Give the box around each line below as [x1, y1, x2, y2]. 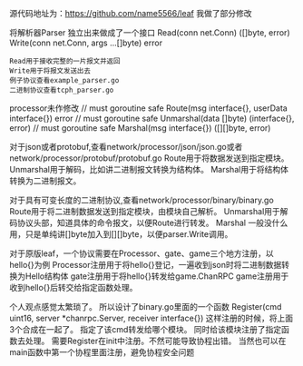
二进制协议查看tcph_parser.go [9, 85, 114, 94]
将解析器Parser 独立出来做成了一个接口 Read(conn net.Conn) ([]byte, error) [9, 27, 290, 38]
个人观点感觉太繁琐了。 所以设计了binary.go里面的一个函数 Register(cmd [9, 302, 282, 312]
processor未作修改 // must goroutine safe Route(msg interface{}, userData [9, 103, 288, 114]
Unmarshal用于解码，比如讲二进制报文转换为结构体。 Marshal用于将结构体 [9, 164, 288, 174]
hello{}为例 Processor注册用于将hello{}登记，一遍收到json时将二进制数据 [9, 260, 282, 270]
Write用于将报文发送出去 [9, 66, 91, 75]
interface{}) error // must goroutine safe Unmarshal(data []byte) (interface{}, [9, 113, 295, 124]
